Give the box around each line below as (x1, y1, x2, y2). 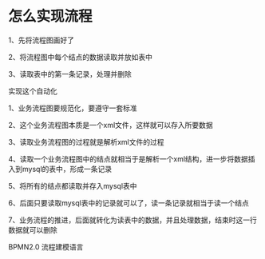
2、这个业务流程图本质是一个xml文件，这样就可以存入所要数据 (8, 120, 213, 129)
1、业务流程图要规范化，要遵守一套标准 (8, 103, 137, 113)
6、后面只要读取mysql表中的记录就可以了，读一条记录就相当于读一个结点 (8, 197, 249, 208)
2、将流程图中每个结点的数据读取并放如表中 (8, 52, 153, 62)
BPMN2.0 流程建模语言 (8, 241, 84, 252)
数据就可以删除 (8, 225, 57, 234)
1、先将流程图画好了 (8, 35, 74, 45)
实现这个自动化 (8, 86, 57, 96)
